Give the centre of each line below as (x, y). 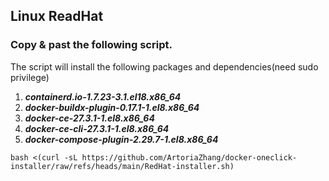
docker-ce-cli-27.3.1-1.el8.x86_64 (97, 128)
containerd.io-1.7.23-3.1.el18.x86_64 (103, 96)
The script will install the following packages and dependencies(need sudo (164, 66)
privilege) (30, 77)
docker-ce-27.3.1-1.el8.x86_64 (89, 118)
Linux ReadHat (57, 16)
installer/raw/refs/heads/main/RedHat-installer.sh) (122, 166)
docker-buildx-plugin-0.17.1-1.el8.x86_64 (112, 107)
